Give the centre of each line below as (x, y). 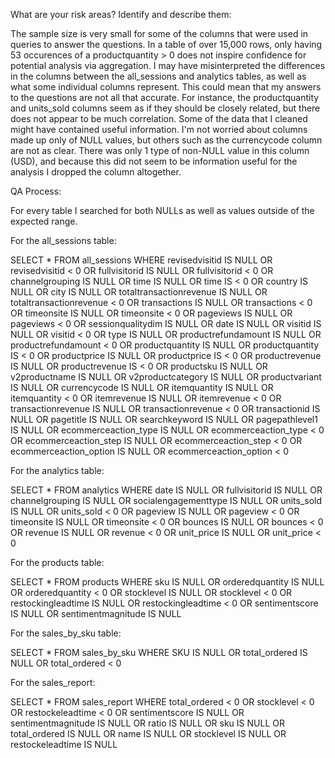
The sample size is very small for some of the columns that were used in (159, 33)
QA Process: (36, 191)
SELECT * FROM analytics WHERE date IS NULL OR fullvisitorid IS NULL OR (166, 490)
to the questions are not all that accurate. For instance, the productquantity (165, 97)
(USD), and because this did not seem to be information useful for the (154, 161)
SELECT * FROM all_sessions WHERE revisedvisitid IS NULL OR (141, 260)
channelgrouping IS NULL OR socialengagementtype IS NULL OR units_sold (166, 500)
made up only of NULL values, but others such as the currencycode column (166, 140)
